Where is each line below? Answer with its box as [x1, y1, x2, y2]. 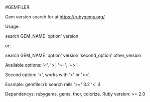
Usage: [5, 23, 20, 29]
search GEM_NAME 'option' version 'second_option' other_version [5, 52, 142, 58]
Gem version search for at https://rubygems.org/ [5, 14, 105, 19]
